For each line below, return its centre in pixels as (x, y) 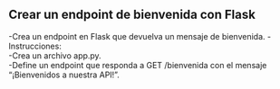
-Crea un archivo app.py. (55, 55)
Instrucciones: (35, 46)
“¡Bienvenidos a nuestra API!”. (64, 75)
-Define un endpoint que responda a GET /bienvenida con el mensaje (138, 65)
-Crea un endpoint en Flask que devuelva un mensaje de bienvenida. (137, 36)
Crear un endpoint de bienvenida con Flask (132, 15)
